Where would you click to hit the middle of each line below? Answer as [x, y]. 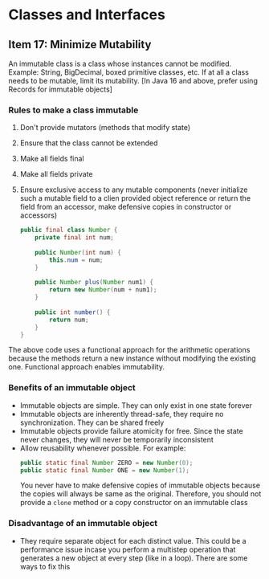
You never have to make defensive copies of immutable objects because [140, 485]
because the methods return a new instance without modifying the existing [132, 358]
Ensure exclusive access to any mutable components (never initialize [134, 190]
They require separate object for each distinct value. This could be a [133, 540]
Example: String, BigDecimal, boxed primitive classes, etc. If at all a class [128, 72]
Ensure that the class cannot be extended [89, 143]
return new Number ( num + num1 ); [103, 290]
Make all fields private [57, 174]
